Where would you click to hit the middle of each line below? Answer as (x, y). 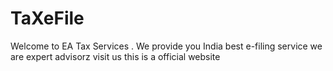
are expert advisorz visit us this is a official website (115, 56)
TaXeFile (47, 18)
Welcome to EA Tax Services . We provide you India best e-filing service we (166, 46)
